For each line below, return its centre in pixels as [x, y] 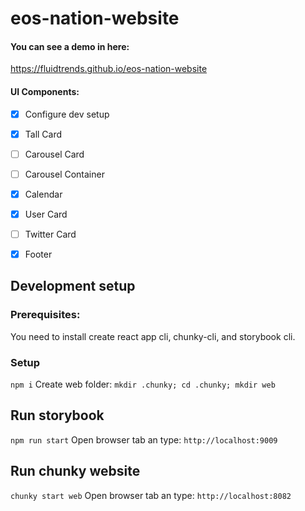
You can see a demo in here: [70, 46]
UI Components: [45, 91]
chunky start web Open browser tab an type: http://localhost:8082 [151, 495]
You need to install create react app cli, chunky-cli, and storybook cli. [153, 336]
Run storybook [57, 415]
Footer [38, 254]
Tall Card [43, 134]
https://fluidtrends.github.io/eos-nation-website [109, 69]
